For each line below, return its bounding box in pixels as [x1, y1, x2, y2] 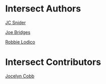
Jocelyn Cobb [5, 73, 34, 79]
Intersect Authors [5, 3, 81, 14]
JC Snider [5, 19, 26, 25]
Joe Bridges [5, 29, 31, 35]
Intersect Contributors [5, 56, 101, 68]
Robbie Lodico [5, 38, 35, 45]
